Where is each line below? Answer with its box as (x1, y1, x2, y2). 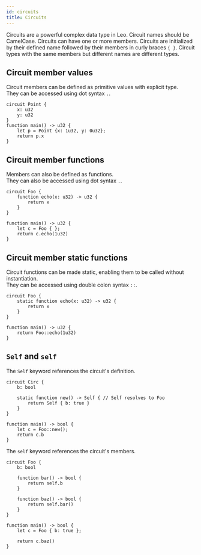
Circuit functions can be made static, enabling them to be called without (6, 268, 184, 276)
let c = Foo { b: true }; (17, 527, 82, 533)
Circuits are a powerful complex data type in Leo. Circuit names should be (6, 31, 190, 38)
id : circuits (6, 8, 39, 15)
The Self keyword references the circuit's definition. (6, 367, 136, 374)
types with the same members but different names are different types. (6, 50, 180, 57)
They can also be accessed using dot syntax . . (6, 177, 122, 184)
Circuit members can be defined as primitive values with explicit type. (6, 84, 179, 91)
